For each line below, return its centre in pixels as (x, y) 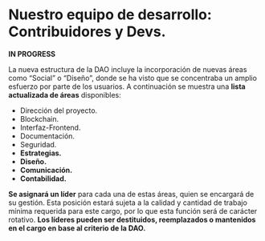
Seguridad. (38, 144)
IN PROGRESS (32, 54)
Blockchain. (39, 118)
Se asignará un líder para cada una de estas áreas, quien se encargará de (131, 194)
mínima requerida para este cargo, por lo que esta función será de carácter (133, 211)
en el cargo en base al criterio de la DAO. (77, 228)
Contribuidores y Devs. (87, 32)
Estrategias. (41, 153)
